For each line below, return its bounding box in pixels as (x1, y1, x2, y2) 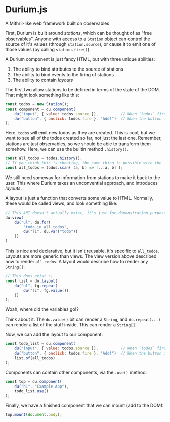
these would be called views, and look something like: (5, 200, 118, 206)
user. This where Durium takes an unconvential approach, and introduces (5, 180, 158, 186)
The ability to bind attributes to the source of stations (12, 66, 123, 72)
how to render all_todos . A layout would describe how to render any (5, 259, 148, 265)
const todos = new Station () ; (5, 101, 69, 107)
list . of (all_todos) (14, 355, 56, 361)
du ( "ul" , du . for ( (14, 220, 51, 225)
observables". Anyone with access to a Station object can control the (5, 36, 150, 42)
